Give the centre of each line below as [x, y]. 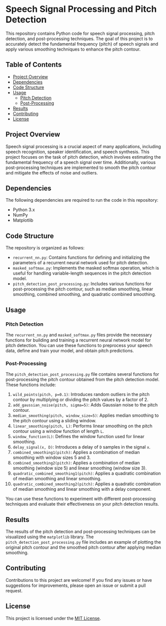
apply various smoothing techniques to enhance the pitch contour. [73, 49]
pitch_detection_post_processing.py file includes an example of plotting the [83, 542]
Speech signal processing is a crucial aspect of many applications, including [83, 146]
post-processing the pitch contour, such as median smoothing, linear [83, 289]
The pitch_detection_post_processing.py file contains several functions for [83, 374]
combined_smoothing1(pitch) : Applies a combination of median [76, 453]
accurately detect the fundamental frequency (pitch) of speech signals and [82, 44]
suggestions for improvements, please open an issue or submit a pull [76, 585]
